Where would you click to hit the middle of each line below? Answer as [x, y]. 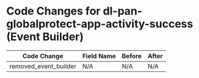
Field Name [99, 56]
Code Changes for [53, 11]
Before [132, 56]
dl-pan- [123, 11]
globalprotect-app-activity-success [100, 24]
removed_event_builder [43, 66]
